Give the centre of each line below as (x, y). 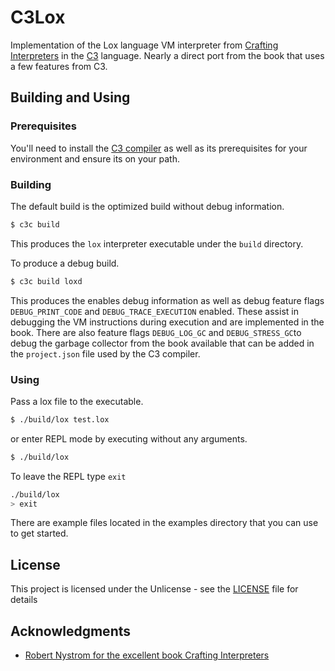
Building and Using (70, 97)
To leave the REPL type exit (68, 476)
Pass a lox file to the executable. (77, 401)
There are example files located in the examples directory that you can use (164, 523)
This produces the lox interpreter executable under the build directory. (157, 243)
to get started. (39, 533)
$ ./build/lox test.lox (60, 419)
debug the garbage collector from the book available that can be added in (162, 343)
